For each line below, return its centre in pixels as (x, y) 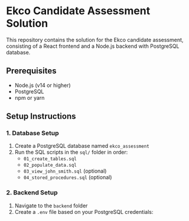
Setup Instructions (41, 116)
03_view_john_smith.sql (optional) (65, 171)
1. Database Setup (32, 133)
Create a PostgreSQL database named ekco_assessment (82, 146)
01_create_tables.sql (50, 159)
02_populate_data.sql (50, 165)
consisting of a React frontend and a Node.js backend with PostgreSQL (93, 46)
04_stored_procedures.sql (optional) (68, 177)
